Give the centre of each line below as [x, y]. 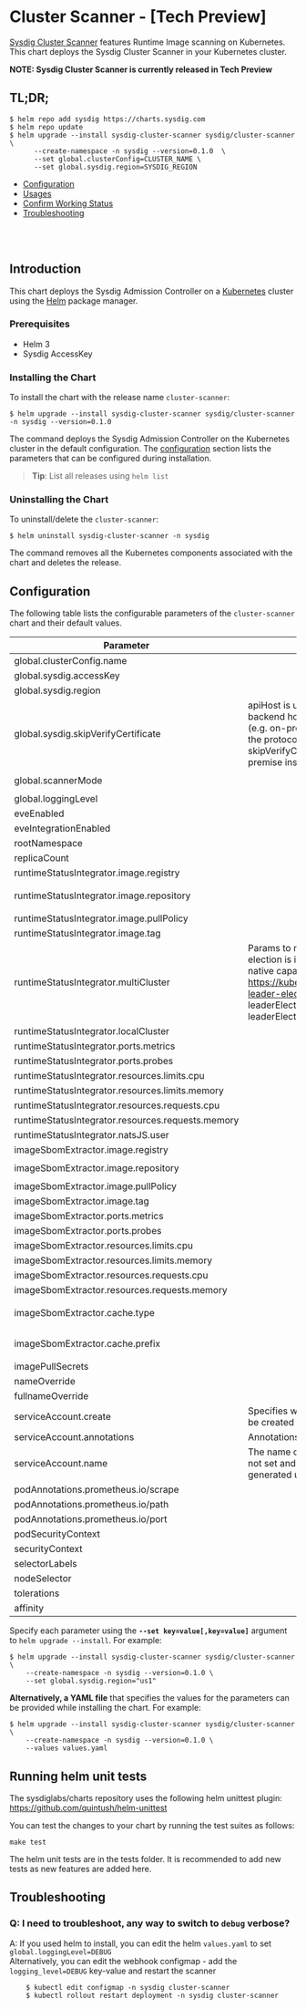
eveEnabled [39, 813]
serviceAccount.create [62, 1417]
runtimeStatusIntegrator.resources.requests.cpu [117, 1105]
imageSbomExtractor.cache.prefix [87, 1344]
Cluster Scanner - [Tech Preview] [138, 17]
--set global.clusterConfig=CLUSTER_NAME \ [117, 159]
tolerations [37, 1593]
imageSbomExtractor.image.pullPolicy [96, 1186]
